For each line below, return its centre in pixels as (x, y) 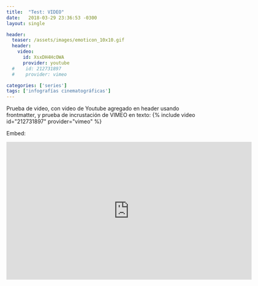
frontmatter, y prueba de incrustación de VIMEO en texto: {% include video (101, 115)
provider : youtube (46, 63)
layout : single (26, 23)
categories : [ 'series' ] (37, 85)
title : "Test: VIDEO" (35, 12)
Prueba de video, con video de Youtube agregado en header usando (93, 108)
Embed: (16, 134)
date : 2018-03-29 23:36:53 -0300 (52, 18)
